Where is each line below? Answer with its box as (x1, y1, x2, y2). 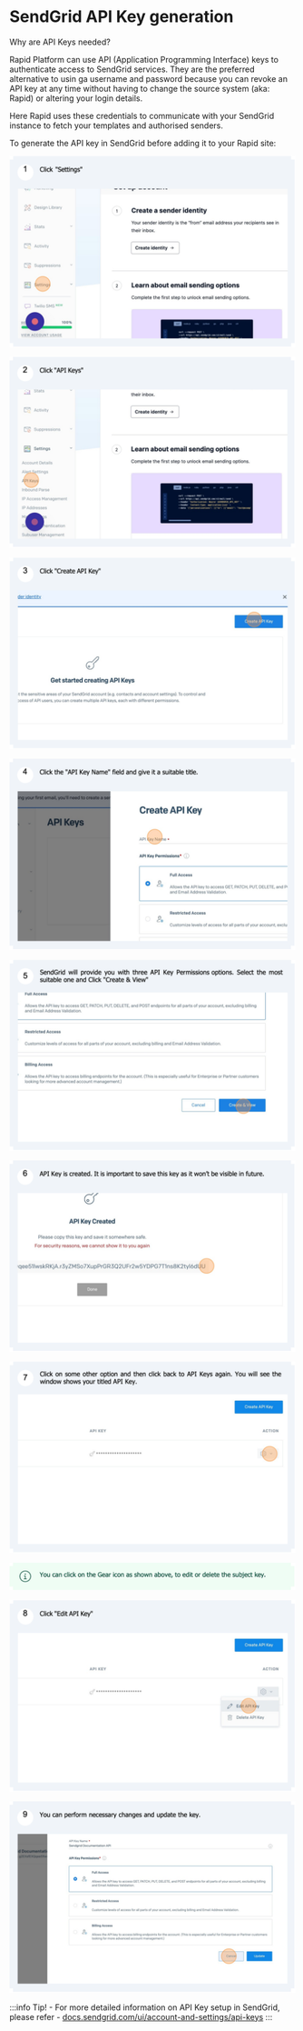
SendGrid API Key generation (9, 6, 234, 27)
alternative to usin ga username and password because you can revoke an (9, 73, 288, 84)
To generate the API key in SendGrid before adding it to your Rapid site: (9, 137, 277, 148)
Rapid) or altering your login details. (9, 93, 143, 104)
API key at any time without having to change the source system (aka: (9, 83, 270, 94)
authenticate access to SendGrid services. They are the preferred (9, 64, 255, 75)
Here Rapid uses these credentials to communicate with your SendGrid (9, 110, 275, 121)
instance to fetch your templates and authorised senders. (9, 120, 224, 131)
